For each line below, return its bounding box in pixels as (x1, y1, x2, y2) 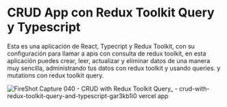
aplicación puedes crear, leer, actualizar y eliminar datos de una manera (7, 56, 211, 64)
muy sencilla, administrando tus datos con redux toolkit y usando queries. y (7, 64, 221, 72)
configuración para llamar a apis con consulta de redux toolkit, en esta (7, 49, 206, 58)
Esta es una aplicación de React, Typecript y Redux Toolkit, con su (7, 42, 195, 50)
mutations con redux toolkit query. (7, 71, 104, 80)
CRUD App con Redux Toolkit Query (7, 5, 215, 21)
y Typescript (7, 19, 81, 35)
